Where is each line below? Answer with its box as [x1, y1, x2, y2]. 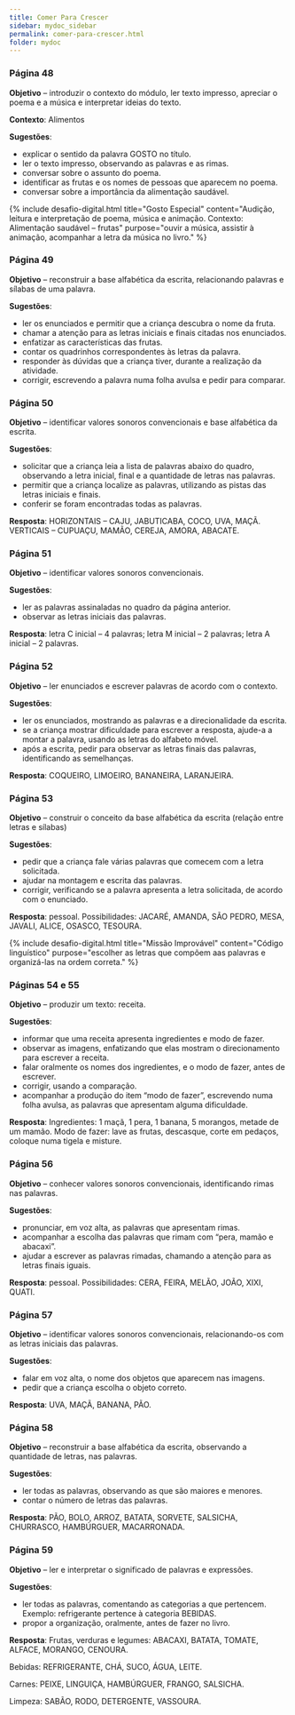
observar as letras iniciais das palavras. [21, 611, 167, 622]
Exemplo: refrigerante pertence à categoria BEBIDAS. [21, 1607, 217, 1618]
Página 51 [9, 547, 51, 560]
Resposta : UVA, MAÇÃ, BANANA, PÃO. [9, 1399, 152, 1409]
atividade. [21, 365, 59, 376]
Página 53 [9, 792, 53, 804]
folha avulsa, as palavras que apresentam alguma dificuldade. [21, 1099, 248, 1111]
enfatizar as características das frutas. [21, 337, 163, 347]
